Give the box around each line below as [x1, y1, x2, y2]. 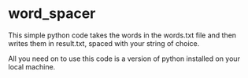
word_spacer [8, 5, 96, 23]
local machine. [8, 62, 56, 71]
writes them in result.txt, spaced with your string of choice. [8, 38, 200, 48]
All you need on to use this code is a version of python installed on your [8, 54, 240, 63]
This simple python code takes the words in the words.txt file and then [8, 30, 237, 40]
